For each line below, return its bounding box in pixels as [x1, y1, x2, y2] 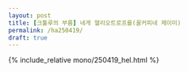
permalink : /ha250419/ [8, 26, 83, 34]
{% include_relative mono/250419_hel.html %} [8, 55, 160, 65]
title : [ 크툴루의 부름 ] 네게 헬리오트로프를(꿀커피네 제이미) [8, 19, 182, 27]
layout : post [8, 11, 52, 20]
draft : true [8, 33, 48, 42]
